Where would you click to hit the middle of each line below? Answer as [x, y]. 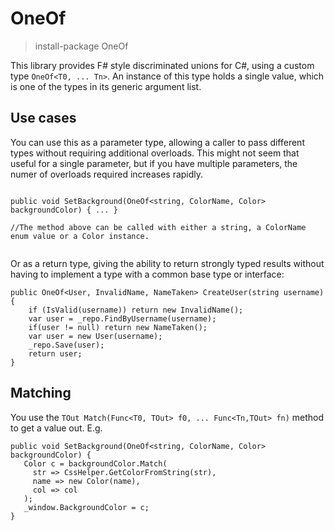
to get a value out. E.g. [56, 428]
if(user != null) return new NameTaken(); [118, 327]
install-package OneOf [81, 46]
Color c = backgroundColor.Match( [95, 463]
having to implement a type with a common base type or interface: [147, 274]
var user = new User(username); [95, 336]
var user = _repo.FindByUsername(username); [122, 318]
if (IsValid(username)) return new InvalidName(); [136, 310]
